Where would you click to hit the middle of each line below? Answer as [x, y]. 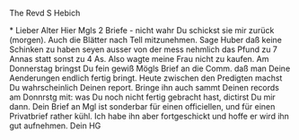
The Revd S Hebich [45, 13]
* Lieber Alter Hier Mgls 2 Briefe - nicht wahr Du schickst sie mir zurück [142, 30]
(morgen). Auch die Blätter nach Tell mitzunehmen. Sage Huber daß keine [146, 40]
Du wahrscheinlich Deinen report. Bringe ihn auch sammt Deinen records [145, 87]
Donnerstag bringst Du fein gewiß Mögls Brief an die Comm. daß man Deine [150, 68]
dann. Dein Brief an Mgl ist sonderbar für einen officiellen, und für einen [142, 106]
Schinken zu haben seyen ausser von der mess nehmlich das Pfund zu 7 [144, 49]
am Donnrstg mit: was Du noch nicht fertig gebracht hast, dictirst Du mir [142, 97]
